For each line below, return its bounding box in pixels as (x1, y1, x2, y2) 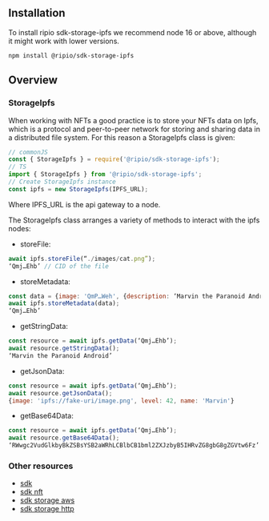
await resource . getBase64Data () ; (8, 434, 120, 443)
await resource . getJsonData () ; (8, 389, 113, 397)
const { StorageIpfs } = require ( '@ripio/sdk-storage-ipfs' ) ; (8, 155, 220, 163)
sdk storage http (19, 504, 74, 514)
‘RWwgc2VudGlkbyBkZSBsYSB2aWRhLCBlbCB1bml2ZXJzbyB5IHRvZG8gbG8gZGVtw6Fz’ (8, 442, 260, 450)
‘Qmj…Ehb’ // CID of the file (8, 262, 110, 271)
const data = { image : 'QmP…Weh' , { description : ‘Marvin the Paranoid (8, 292, 246, 300)
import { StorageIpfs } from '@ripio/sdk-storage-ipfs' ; (8, 170, 203, 178)
